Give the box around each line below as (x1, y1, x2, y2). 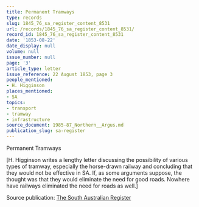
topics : (6, 99, 26, 105)
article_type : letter (6, 65, 61, 72)
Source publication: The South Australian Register (6, 194, 131, 201)
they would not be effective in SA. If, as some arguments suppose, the (6, 169, 183, 177)
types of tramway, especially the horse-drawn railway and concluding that (6, 163, 193, 170)
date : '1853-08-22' (6, 37, 56, 43)
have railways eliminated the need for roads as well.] (6, 182, 138, 189)
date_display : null (6, 43, 56, 49)
